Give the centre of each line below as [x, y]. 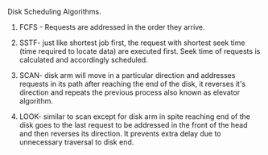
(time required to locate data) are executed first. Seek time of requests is [140, 51]
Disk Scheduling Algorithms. [54, 12]
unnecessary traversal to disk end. [76, 142]
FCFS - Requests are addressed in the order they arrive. [112, 27]
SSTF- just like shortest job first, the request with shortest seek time [132, 43]
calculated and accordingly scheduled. [83, 60]
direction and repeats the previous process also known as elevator [130, 92]
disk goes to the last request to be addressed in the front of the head [133, 125]
